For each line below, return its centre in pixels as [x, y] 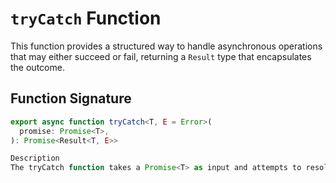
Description [35, 158]
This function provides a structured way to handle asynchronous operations [166, 46]
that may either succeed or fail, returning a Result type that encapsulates [161, 56]
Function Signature [71, 98]
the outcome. [37, 67]
